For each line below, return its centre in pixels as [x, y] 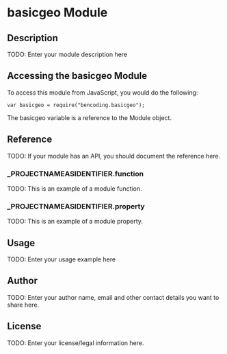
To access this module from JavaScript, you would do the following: [103, 92]
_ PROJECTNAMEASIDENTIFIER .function [76, 174]
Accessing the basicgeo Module [77, 76]
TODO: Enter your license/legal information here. [76, 343]
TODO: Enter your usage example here [62, 259]
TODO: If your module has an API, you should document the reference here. [114, 156]
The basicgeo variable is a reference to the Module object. [90, 117]
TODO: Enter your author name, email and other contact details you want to [113, 297]
